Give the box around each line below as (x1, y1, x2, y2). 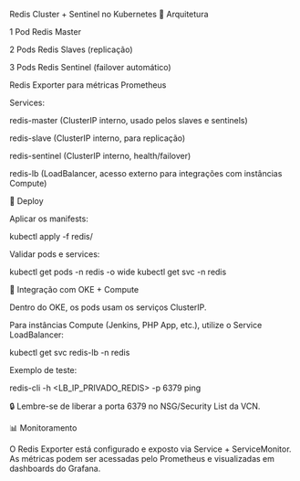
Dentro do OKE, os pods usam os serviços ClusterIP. (9, 302, 207, 313)
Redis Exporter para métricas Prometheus (9, 80, 167, 91)
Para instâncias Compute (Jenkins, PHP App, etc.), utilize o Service (9, 320, 263, 330)
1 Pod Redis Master (9, 27, 82, 37)
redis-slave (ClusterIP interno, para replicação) (9, 133, 186, 144)
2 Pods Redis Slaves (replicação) (9, 44, 134, 55)
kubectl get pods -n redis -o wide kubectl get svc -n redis (9, 266, 227, 277)
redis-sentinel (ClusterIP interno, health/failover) (9, 151, 191, 161)
